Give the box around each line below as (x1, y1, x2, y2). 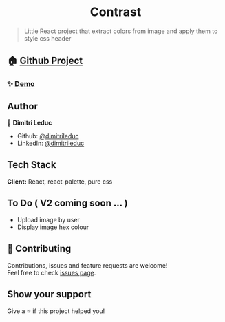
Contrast (89, 4, 142, 20)
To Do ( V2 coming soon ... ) (7, 197, 129, 209)
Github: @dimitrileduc (17, 132, 79, 140)
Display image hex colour (17, 223, 89, 231)
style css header (23, 34, 72, 42)
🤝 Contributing (7, 243, 72, 255)
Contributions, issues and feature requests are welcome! (7, 261, 168, 269)
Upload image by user (17, 215, 81, 224)
